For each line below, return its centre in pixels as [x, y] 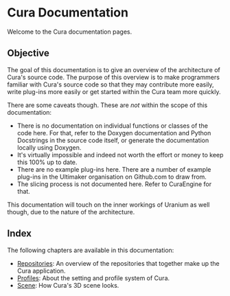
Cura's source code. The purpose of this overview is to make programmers [113, 77]
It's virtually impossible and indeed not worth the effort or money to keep [120, 155]
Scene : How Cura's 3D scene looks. [68, 285]
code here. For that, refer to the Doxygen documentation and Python [114, 133]
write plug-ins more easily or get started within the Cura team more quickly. [114, 91]
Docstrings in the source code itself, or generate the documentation [113, 140]
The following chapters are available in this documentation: [91, 250]
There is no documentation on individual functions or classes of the [112, 126]
